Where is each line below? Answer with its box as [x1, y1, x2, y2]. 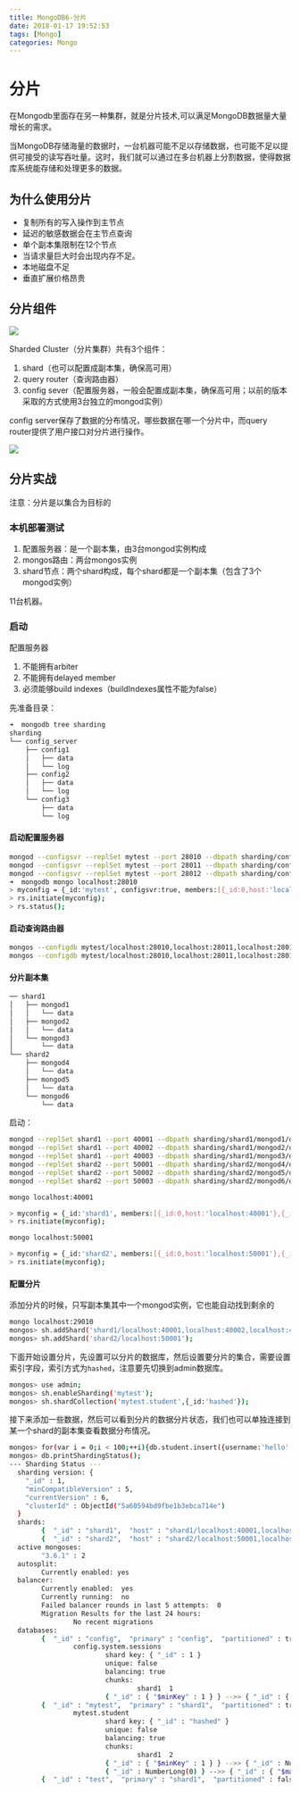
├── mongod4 [25, 1059, 70, 1068]
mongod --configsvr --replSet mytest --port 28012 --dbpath [9, 869, 238, 878]
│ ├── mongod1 [9, 1001, 70, 1010]
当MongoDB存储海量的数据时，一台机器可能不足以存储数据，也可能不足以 [9, 140, 281, 152]
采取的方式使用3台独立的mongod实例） [21, 396, 168, 406]
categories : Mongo [9, 38, 78, 47]
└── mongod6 [25, 1091, 70, 1101]
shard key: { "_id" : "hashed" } [104, 1717, 229, 1726]
